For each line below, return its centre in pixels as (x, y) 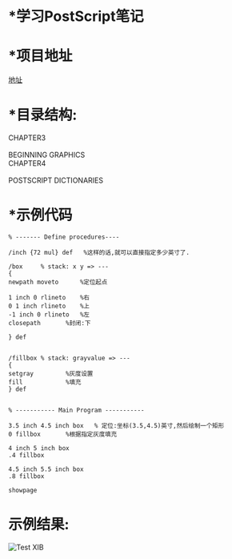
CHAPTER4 (27, 163)
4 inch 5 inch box (39, 448)
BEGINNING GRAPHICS (47, 155)
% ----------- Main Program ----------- (77, 410)
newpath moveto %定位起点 (58, 282)
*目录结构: (43, 115)
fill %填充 (45, 382)
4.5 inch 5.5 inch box (46, 469)
